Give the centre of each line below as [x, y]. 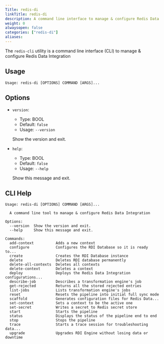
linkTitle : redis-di [26, 14]
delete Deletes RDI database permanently [68, 260]
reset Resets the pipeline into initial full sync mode [84, 295]
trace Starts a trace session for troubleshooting [79, 325]
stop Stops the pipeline [53, 320]
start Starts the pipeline [54, 312]
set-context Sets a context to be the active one [71, 303]
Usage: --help [34, 168]
